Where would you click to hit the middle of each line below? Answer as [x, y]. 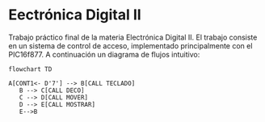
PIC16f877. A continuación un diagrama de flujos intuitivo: [104, 54]
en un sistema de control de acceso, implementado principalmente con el [130, 45]
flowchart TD [30, 69]
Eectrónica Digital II [75, 15]
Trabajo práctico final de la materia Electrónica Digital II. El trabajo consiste [133, 37]
